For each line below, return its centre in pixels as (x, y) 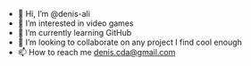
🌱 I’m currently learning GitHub (75, 33)
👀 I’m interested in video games (75, 23)
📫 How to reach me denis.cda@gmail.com (96, 52)
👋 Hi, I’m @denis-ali (54, 14)
